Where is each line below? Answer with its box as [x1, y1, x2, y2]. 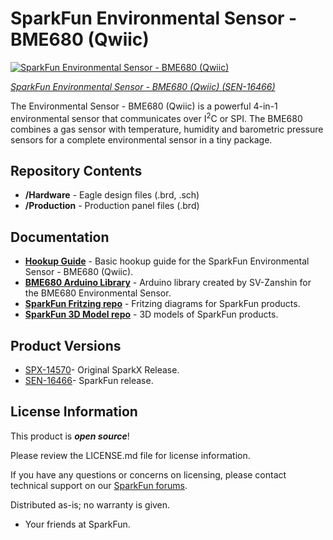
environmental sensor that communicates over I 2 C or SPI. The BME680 [10, 110, 303, 124]
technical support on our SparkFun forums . [10, 479, 188, 491]
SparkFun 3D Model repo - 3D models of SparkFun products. [24, 308, 279, 321]
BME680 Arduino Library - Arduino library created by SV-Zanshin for [24, 277, 312, 289]
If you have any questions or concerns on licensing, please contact [10, 468, 287, 481]
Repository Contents [10, 162, 143, 179]
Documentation [10, 228, 110, 246]
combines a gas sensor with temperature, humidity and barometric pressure [10, 123, 324, 135]
